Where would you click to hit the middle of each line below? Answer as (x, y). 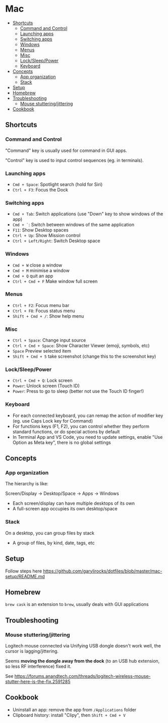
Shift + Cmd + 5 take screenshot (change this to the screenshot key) (84, 356)
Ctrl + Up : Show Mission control (46, 236)
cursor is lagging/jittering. (32, 651)
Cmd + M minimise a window (41, 270)
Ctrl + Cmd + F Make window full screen (55, 281)
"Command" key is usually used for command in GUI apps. (66, 150)
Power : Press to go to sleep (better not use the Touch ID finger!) (78, 391)
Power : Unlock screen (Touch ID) (46, 386)
